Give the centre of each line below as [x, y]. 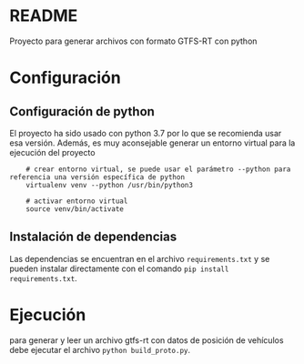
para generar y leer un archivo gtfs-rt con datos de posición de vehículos [147, 340]
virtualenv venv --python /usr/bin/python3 [110, 185]
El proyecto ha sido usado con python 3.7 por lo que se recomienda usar [146, 133]
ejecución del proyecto [52, 152]
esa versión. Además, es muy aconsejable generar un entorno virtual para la [152, 143]
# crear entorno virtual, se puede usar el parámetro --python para [158, 169]
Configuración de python [82, 111]
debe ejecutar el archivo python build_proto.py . [100, 349]
